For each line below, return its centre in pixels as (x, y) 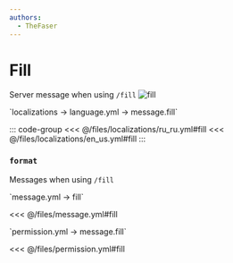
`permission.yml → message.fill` (68, 231)
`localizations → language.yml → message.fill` (94, 112)
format (24, 161)
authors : (25, 17)
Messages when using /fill (62, 179)
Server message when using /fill (73, 95)
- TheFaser (37, 26)
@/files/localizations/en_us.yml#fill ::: (78, 139)
